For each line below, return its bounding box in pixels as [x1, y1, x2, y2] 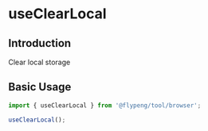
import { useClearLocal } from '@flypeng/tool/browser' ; [8, 101, 202, 110]
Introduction [8, 37, 72, 50]
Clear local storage [8, 57, 71, 67]
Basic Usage [8, 80, 72, 94]
